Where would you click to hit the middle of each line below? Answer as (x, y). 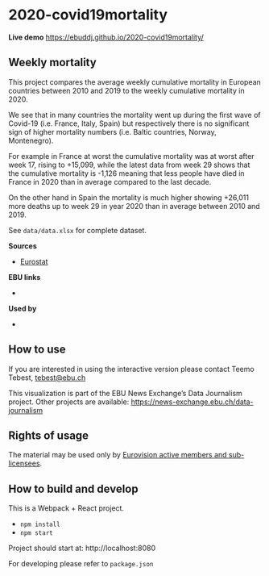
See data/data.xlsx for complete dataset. (78, 230)
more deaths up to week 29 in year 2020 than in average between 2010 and (134, 206)
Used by (23, 308)
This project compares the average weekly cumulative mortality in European (135, 81)
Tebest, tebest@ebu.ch (47, 378)
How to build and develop (73, 488)
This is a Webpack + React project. (66, 508)
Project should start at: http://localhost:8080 (82, 548)
